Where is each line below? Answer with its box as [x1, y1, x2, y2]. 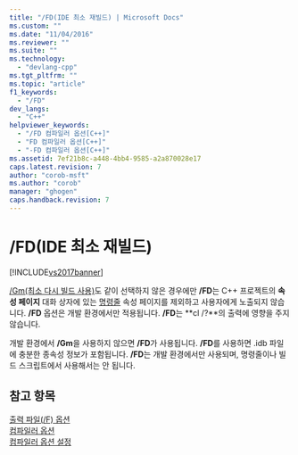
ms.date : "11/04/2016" [9, 29, 94, 38]
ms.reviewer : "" [9, 37, 70, 47]
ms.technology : [9, 54, 66, 63]
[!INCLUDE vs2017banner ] [9, 267, 104, 277]
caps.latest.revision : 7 [9, 162, 102, 171]
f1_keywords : [9, 87, 58, 96]
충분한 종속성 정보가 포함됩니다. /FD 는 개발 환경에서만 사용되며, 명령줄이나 [18, 349, 277, 360]
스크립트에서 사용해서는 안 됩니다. [18, 360, 136, 370]
